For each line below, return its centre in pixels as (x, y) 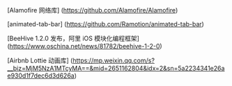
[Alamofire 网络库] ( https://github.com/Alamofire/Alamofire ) (93, 10)
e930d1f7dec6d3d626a (41, 76)
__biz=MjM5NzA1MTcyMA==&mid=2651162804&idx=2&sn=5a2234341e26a (116, 68)
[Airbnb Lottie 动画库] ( (40, 60)
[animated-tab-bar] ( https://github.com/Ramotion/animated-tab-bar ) (106, 24)
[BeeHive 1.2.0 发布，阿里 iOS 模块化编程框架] (73, 38)
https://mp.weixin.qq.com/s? (114, 60)
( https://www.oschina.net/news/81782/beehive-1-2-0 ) (85, 46)
